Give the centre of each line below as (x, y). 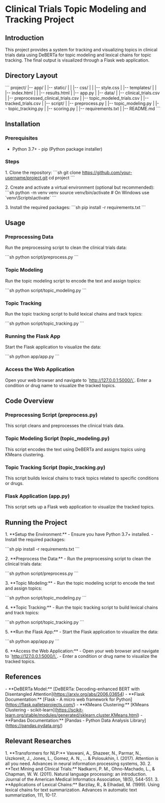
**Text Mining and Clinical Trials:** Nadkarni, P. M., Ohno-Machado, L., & (80, 768)
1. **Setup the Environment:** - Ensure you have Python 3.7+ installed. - (79, 534)
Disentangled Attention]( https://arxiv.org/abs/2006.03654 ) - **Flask (75, 694)
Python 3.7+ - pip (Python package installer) (57, 149)
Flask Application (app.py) (37, 496)
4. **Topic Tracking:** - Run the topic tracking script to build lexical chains (82, 607)
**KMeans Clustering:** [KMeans (114, 704)
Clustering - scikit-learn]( (31, 710)
